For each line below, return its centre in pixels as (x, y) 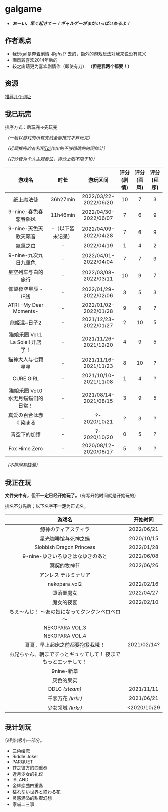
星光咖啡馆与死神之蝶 (65, 539)
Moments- (26, 311)
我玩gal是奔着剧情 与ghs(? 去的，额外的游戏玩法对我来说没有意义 (79, 54)
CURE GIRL (26, 379)
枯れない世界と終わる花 (36, 792)
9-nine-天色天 (26, 229)
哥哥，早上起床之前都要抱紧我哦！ (65, 645)
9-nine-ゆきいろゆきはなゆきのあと (65, 556)
